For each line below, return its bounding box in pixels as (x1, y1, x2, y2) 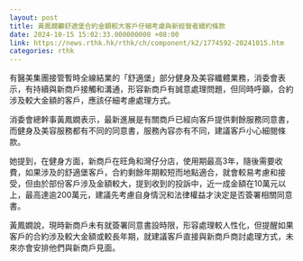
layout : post (9, 13, 59, 22)
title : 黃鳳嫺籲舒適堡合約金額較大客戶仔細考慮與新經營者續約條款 (9, 22, 226, 31)
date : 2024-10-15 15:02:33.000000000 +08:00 (9, 30, 179, 39)
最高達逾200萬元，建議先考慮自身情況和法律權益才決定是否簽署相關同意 (24, 190, 293, 201)
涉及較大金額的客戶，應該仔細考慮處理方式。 (9, 95, 176, 106)
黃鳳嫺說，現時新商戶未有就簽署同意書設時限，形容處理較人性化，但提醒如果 (9, 220, 294, 230)
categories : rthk (9, 47, 75, 56)
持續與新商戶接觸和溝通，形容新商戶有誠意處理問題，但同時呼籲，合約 (32, 84, 294, 94)
